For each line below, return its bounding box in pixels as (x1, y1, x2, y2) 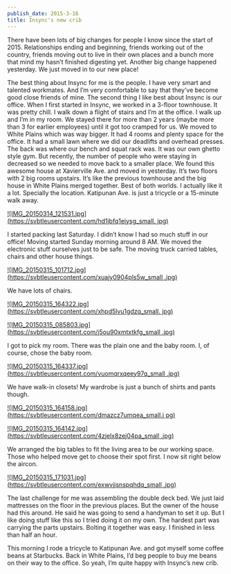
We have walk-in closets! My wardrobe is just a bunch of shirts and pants (7, 382, 216, 391)
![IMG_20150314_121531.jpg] (7, 209, 87, 218)
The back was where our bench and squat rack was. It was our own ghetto (7, 145, 221, 153)
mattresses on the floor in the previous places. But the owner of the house (7, 501, 219, 509)
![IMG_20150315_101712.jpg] (7, 266, 86, 274)
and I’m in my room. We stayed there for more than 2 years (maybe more (7, 115, 214, 123)
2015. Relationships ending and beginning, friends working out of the (7, 43, 204, 51)
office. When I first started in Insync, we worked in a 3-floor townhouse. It (7, 100, 218, 109)
